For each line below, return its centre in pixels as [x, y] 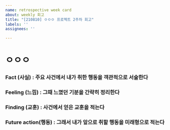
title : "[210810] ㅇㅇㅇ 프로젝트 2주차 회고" [50, 19]
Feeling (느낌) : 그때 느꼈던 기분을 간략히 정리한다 [62, 92]
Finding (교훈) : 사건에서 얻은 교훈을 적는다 [55, 108]
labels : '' [17, 24]
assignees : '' [20, 29]
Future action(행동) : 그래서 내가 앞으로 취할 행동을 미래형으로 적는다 [85, 122]
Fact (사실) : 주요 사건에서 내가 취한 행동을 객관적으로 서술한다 [77, 77]
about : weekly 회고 [25, 15]
